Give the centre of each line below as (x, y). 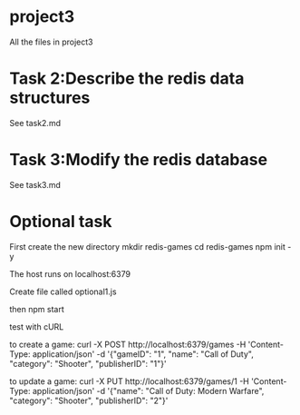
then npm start (37, 309)
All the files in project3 (51, 42)
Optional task (61, 222)
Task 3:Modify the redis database (139, 160)
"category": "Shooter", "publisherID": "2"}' (89, 400)
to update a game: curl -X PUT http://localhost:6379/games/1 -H (129, 381)
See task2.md (35, 123)
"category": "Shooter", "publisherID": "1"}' (88, 363)
